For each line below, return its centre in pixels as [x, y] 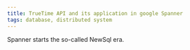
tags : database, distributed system [60, 20]
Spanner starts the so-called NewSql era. [66, 39]
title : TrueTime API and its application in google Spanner [95, 13]
